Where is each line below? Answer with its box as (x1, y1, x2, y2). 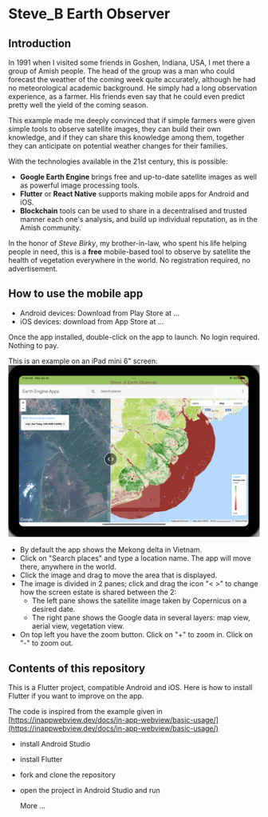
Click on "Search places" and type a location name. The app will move (19, 553, 251, 563)
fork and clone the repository (19, 770, 116, 779)
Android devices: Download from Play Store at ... (19, 308, 180, 318)
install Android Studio (19, 740, 91, 749)
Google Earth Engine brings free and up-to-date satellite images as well (19, 173, 258, 181)
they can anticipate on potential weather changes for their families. (8, 141, 228, 150)
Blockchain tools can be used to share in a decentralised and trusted (19, 206, 247, 216)
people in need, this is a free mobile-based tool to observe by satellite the (8, 247, 251, 256)
